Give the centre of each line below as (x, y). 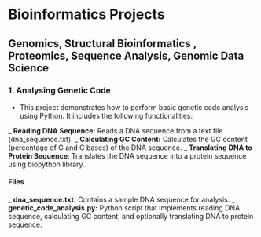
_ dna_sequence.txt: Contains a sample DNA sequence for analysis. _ (122, 200)
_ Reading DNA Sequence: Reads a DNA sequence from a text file (116, 130)
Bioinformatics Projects (86, 15)
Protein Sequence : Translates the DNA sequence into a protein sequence (127, 155)
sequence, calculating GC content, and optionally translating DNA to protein (131, 217)
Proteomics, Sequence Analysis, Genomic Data (126, 55)
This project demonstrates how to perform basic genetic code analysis (134, 107)
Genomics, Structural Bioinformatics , (102, 44)
